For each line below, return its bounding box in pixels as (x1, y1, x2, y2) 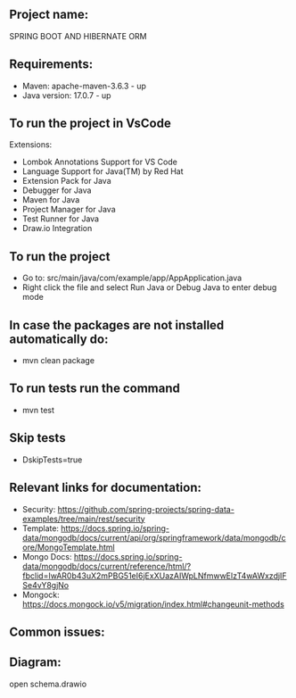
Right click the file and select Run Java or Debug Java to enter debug (21, 282, 277, 293)
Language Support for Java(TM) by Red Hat (21, 166, 185, 177)
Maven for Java (21, 195, 80, 205)
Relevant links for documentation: (9, 480, 202, 495)
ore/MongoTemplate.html (21, 542, 115, 553)
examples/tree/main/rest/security (21, 513, 145, 524)
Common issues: (9, 624, 105, 639)
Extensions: (9, 139, 53, 150)
